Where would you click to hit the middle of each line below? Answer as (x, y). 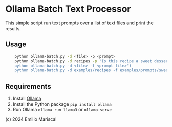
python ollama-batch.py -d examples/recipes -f (66, 70)
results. (13, 28)
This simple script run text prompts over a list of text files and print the (79, 23)
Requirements (28, 86)
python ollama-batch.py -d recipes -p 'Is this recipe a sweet (83, 61)
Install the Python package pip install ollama (62, 104)
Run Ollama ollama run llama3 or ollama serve (62, 110)
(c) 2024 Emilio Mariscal (31, 119)
